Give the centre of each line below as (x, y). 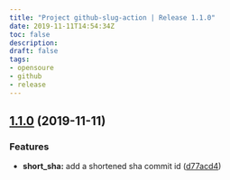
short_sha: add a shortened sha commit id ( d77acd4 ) (122, 166)
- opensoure (32, 68)
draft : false (34, 51)
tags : (19, 59)
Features (29, 147)
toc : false (30, 34)
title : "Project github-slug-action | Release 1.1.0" (113, 18)
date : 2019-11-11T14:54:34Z (62, 26)
